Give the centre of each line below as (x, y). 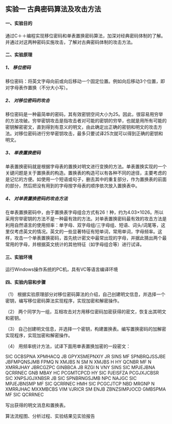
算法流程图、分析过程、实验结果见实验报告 (50, 416)
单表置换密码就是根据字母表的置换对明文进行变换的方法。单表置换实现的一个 (86, 167)
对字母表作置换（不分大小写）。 (38, 88)
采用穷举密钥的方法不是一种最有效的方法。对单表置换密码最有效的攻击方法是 (86, 219)
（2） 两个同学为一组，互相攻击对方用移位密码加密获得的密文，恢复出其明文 (86, 312)
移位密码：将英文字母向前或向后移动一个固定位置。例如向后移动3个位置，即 (85, 82)
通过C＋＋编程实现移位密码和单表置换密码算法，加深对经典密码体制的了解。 (85, 35)
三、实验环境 (19, 257)
